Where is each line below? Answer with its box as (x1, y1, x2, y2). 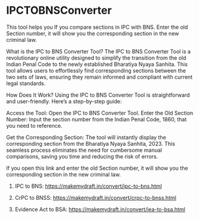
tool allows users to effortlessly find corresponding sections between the (6, 67, 186, 74)
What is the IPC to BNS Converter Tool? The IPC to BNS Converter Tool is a (6, 47, 191, 55)
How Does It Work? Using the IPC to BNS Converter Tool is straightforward (6, 91, 190, 98)
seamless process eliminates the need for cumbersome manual (6, 146, 163, 154)
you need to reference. (6, 122, 63, 129)
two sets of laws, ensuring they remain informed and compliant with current (6, 73, 193, 80)
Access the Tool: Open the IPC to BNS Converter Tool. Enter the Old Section (6, 109, 194, 116)
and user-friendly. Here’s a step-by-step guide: (6, 97, 123, 105)
